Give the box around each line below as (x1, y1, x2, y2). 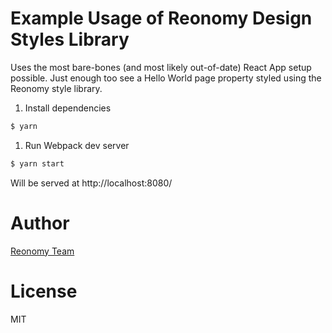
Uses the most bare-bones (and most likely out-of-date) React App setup (10, 61, 312, 73)
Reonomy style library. (10, 82, 103, 94)
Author (10, 212, 70, 234)
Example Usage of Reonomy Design (10, 7, 313, 30)
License (10, 280, 78, 302)
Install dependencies (24, 102, 112, 114)
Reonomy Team (10, 245, 75, 257)
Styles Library (10, 28, 130, 51)
